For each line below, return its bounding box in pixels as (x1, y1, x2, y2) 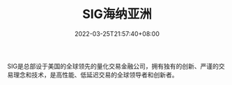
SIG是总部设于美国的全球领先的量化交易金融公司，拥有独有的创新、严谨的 (7, 62, 219, 70)
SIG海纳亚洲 (82, 6, 152, 22)
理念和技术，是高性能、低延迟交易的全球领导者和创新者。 (13, 70, 178, 79)
